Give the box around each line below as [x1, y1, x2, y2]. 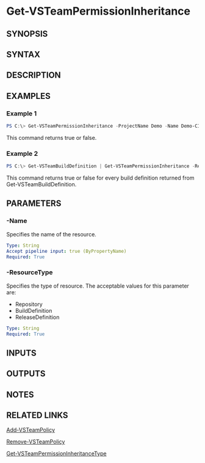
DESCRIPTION [6, 70, 61, 81]
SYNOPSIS [6, 29, 48, 39]
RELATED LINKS [6, 410, 68, 421]
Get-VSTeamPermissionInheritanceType [6, 450, 107, 458]
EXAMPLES [6, 90, 51, 101]
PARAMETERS [6, 199, 62, 209]
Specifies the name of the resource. [6, 230, 96, 238]
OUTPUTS [6, 368, 46, 379]
